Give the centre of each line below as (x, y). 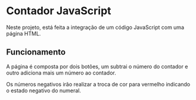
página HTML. (24, 33)
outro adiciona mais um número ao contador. (61, 73)
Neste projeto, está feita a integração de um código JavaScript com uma (95, 27)
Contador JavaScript (59, 11)
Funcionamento (36, 52)
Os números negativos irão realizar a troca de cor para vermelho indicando (98, 84)
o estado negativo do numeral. (44, 91)
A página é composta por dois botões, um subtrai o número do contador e (97, 66)
